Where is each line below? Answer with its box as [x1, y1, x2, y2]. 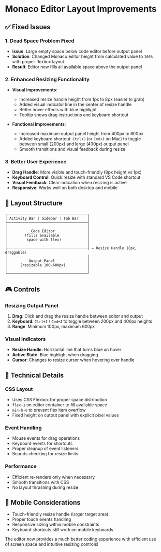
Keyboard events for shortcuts [12, 441, 73, 447]
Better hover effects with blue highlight [19, 107, 97, 113]
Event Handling [5, 424, 42, 431]
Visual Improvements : [12, 87, 58, 93]
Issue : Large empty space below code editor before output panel [12, 48, 142, 54]
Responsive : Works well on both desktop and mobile [12, 185, 117, 190]
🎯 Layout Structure [5, 199, 63, 207]
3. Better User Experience [5, 158, 67, 165]
